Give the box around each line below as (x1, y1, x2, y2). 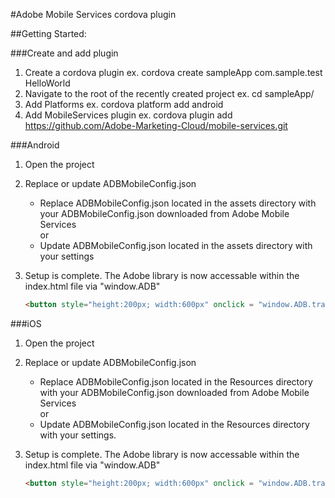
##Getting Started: (10, 28, 87, 39)
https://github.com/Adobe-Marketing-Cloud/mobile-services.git (24, 120, 288, 131)
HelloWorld (24, 77, 71, 89)
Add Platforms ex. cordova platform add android (24, 99, 224, 110)
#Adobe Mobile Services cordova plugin (10, 9, 177, 20)
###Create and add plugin (10, 47, 119, 59)
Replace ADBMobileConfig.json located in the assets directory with (39, 197, 317, 209)
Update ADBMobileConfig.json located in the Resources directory (39, 418, 310, 430)
